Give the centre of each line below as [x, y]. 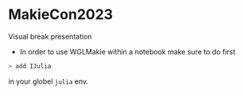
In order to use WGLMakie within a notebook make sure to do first [128, 51]
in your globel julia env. [48, 81]
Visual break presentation [50, 36]
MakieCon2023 [61, 15]
